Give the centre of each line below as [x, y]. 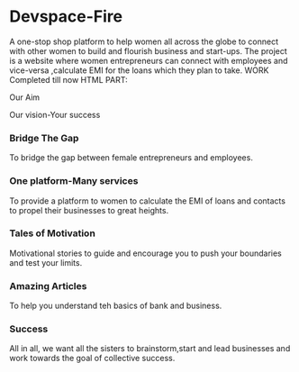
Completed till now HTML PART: [68, 79]
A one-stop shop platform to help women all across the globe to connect [144, 41]
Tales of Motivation [53, 233]
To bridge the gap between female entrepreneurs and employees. [131, 158]
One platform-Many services [74, 181]
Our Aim [25, 97]
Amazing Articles [48, 286]
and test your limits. [46, 262]
